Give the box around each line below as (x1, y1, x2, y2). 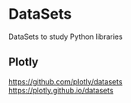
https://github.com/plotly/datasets (8, 76, 123, 86)
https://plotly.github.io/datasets (8, 85, 114, 95)
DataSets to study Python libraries (8, 32, 124, 41)
